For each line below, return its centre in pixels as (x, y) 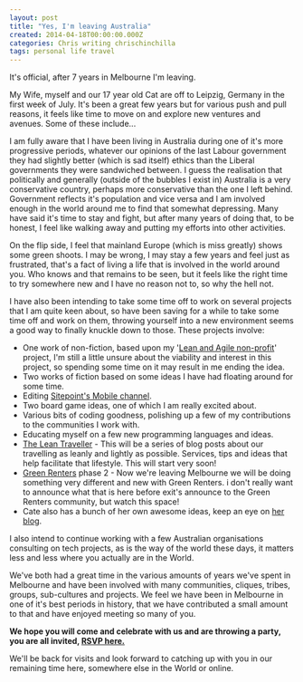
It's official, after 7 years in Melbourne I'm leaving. (103, 77)
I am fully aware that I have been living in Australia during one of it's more (146, 141)
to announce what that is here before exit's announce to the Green (146, 492)
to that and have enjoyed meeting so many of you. (103, 614)
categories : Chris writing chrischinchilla (93, 43)
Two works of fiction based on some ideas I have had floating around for (158, 377)
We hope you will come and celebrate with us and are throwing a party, (145, 631)
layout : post (34, 18)
